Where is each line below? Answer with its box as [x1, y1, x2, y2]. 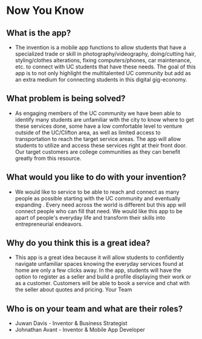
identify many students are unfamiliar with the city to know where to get [15, 116, 195, 123]
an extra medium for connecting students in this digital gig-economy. [15, 76, 187, 83]
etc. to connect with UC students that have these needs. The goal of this [15, 63, 196, 70]
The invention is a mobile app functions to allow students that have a [15, 44, 186, 51]
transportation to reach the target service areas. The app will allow [15, 135, 181, 142]
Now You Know [6, 4, 85, 18]
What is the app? [6, 28, 71, 38]
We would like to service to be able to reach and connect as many [15, 188, 180, 196]
